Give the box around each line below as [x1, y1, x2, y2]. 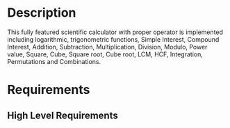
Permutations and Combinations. [7, 57, 101, 65]
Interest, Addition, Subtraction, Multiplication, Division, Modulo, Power [7, 42, 208, 51]
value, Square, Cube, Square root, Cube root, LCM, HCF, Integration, [7, 50, 204, 58]
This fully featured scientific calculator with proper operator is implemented [7, 28, 224, 36]
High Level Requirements [7, 109, 118, 121]
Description [7, 5, 76, 21]
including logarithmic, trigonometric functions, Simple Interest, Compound [7, 35, 220, 43]
